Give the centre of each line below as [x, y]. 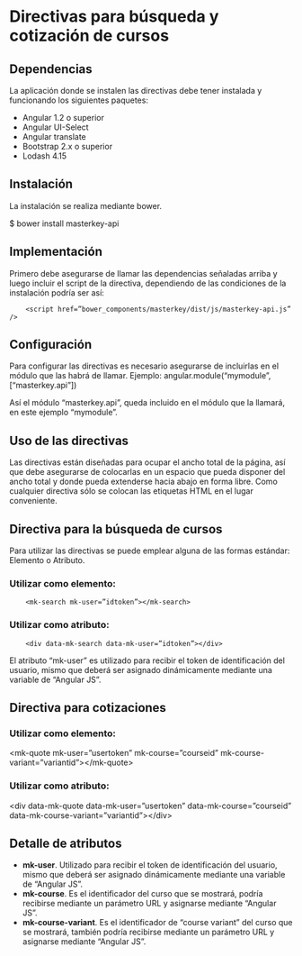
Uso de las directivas [69, 440]
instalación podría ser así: [57, 292]
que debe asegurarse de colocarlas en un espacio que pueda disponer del [147, 472]
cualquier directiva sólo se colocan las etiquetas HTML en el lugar [131, 491]
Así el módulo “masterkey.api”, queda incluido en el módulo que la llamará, [147, 403]
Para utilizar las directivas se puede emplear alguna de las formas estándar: [150, 551]
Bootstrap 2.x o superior [67, 146]
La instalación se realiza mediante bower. [86, 205]
